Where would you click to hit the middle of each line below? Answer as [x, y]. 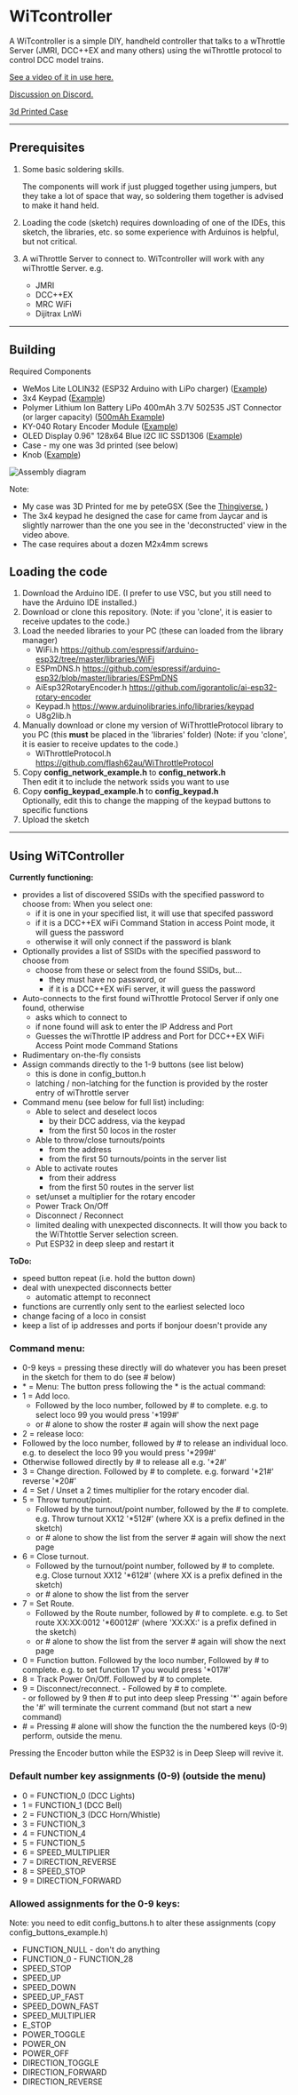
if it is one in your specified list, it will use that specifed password [154, 913]
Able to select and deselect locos [96, 1111]
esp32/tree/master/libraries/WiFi [95, 659]
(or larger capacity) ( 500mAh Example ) [94, 417]
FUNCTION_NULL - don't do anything [91, 1950]
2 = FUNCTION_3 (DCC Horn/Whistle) [91, 1814]
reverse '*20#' [49, 1481]
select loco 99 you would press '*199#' [107, 1415]
